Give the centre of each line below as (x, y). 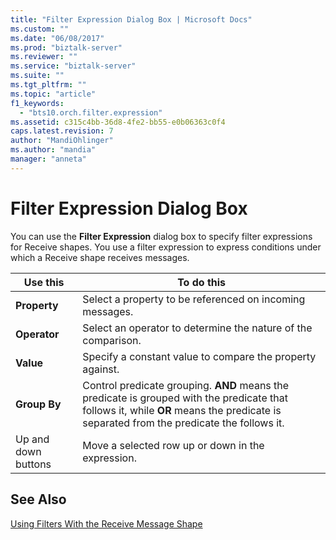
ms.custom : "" (40, 29)
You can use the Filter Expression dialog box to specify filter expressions (161, 236)
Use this (44, 282)
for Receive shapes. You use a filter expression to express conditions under (166, 247)
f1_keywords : (37, 103)
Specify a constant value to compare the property (199, 356)
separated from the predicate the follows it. (183, 423)
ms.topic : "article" (53, 94)
